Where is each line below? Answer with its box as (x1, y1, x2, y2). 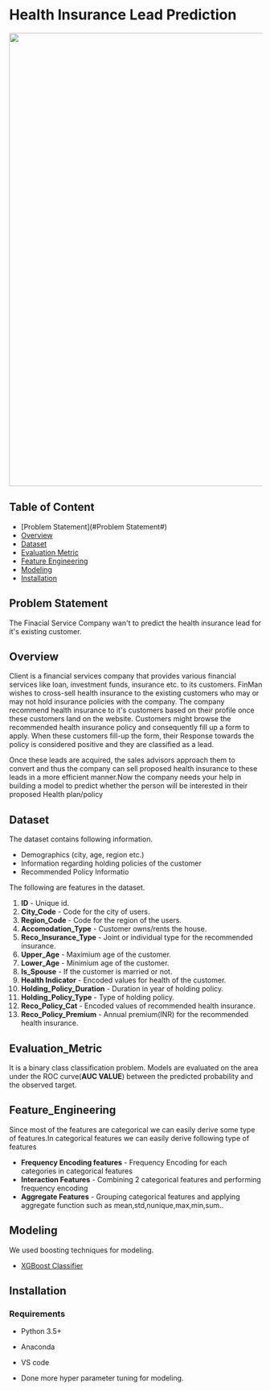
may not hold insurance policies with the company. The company (9, 697, 225, 707)
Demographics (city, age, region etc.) (20, 850, 145, 860)
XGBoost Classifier (20, 1260, 84, 1270)
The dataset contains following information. (9, 834, 153, 844)
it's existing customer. (9, 626, 82, 636)
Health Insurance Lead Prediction (9, 6, 237, 24)
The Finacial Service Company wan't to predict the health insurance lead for (9, 618, 262, 628)
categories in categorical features (20, 1166, 133, 1176)
